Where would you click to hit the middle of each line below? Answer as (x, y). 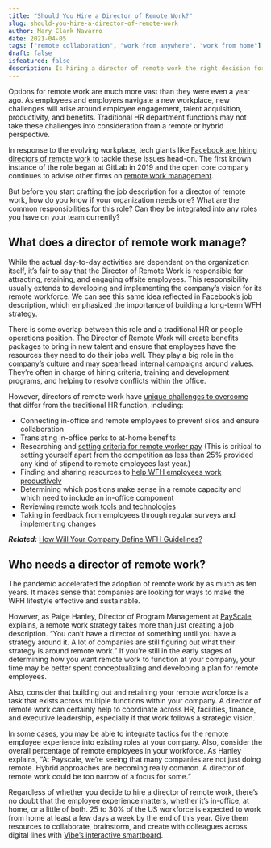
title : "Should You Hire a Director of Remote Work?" (101, 16)
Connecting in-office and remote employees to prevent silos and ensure (140, 420)
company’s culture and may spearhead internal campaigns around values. (131, 363)
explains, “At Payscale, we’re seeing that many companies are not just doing (135, 759)
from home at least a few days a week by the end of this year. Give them (128, 818)
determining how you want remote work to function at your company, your (132, 660)
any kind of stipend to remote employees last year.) (105, 463)
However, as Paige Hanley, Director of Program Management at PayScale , (131, 617)
